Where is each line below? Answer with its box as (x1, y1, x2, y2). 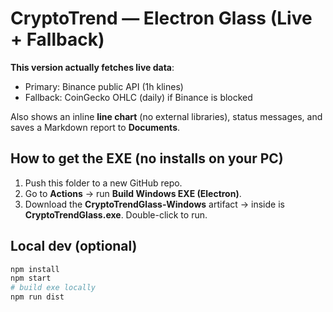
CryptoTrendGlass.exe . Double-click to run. (24, 208, 208, 221)
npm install (10, 264, 60, 274)
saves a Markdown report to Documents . (10, 121, 181, 133)
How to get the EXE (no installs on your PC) (10, 150, 284, 167)
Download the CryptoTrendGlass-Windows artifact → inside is (24, 198, 285, 210)
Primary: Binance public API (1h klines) (24, 80, 184, 92)
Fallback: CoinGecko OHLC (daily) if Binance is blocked (24, 91, 253, 103)
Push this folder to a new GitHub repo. (24, 177, 183, 189)
